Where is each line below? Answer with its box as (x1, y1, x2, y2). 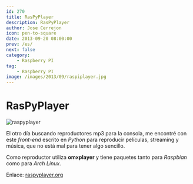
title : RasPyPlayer (6, 14, 54, 20)
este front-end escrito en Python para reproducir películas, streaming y (6, 136, 179, 144)
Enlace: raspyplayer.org (6, 171, 64, 179)
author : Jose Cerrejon (6, 25, 62, 31)
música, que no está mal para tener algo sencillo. (6, 142, 125, 149)
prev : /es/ (6, 42, 33, 47)
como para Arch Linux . (6, 160, 62, 167)
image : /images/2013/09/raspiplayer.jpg (6, 74, 107, 80)
